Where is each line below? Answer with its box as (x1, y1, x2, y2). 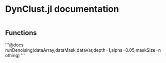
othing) (5, 52, 20, 58)
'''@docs (5, 42, 24, 48)
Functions (5, 29, 37, 37)
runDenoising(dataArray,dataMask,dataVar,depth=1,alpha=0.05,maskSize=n (5, 47, 161, 53)
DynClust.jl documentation (5, 3, 119, 15)
